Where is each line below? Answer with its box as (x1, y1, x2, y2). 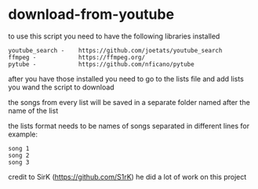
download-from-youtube (8, 5, 175, 24)
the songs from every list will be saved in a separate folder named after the (8, 97, 251, 107)
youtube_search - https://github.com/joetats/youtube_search (8, 46, 223, 54)
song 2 (8, 151, 30, 159)
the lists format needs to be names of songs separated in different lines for (8, 121, 249, 130)
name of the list (8, 106, 59, 115)
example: (8, 129, 38, 139)
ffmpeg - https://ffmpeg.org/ (8, 53, 146, 61)
